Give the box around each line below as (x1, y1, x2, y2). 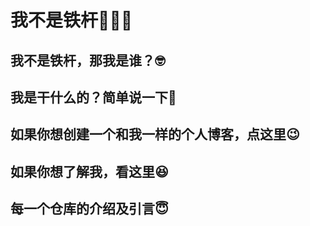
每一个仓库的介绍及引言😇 (10, 201, 169, 218)
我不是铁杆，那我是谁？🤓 (10, 52, 166, 69)
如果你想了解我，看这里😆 (10, 163, 169, 180)
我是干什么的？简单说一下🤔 (10, 89, 177, 106)
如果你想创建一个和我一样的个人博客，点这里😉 (10, 126, 300, 143)
